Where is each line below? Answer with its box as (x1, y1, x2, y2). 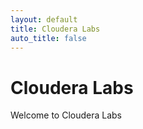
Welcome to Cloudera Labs (10, 109, 123, 121)
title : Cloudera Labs (10, 24, 101, 34)
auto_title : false (10, 33, 87, 43)
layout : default (10, 14, 78, 25)
